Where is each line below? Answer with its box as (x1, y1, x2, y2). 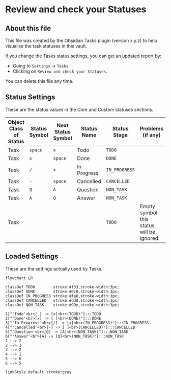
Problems (139, 125, 164, 132)
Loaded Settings (5, 252, 59, 261)
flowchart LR (5, 275, 33, 281)
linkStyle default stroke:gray (5, 369, 72, 374)
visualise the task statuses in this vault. (5, 43, 88, 49)
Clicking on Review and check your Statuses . (12, 68, 108, 74)
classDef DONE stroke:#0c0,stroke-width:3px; (5, 289, 120, 294)
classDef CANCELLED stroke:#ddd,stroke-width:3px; (5, 298, 120, 303)
